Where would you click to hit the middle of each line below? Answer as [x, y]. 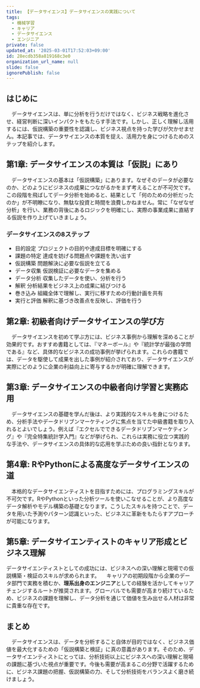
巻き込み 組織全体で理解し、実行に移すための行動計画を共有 [89, 293]
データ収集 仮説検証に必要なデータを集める [68, 271]
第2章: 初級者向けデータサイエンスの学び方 [85, 321]
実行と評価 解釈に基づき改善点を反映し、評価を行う [78, 301]
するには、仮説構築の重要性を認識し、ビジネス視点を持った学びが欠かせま [98, 129]
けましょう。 [22, 679]
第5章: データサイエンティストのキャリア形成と [93, 542]
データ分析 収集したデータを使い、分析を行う [70, 278]
